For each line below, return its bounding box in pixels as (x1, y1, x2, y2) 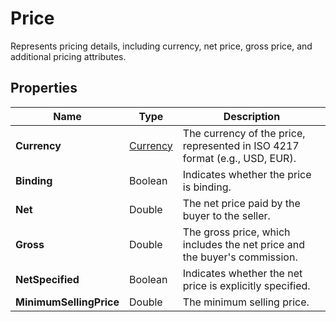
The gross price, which (182, 225, 291, 239)
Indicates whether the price (182, 167, 312, 181)
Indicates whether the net (182, 266, 303, 280)
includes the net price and (182, 237, 305, 251)
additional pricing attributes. (10, 50, 127, 62)
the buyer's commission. (182, 250, 298, 264)
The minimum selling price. (182, 295, 310, 309)
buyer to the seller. (182, 208, 271, 222)
